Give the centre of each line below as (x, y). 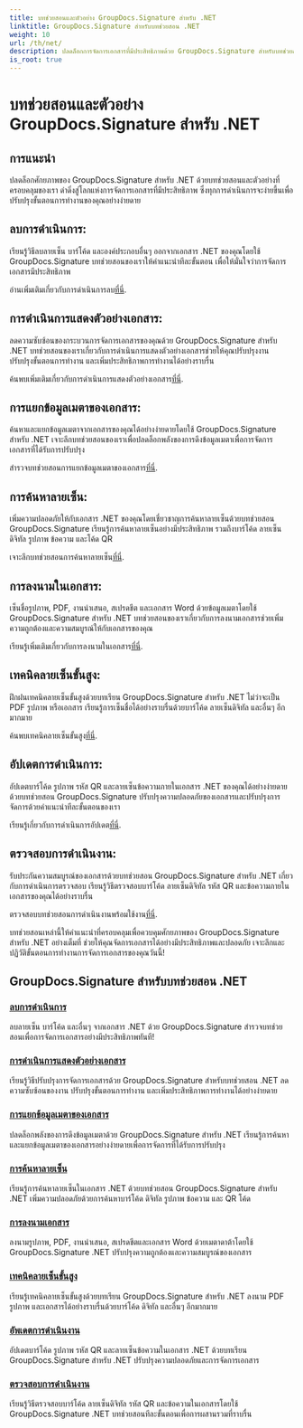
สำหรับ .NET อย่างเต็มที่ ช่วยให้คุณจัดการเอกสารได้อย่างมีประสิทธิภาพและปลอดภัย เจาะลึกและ (147, 942)
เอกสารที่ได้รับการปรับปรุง (47, 449)
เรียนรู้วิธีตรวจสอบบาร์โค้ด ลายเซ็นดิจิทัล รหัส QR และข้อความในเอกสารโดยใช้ (124, 1404)
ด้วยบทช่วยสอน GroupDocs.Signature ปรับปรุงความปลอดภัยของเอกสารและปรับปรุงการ (145, 796)
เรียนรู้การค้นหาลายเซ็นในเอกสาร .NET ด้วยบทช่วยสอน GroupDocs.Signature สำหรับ (143, 1188)
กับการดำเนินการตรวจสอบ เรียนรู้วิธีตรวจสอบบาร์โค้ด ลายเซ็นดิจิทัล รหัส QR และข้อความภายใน (150, 885)
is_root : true (36, 60)
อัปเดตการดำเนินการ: (56, 765)
